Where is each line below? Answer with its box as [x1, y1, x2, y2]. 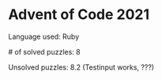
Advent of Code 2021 [8, 6, 150, 24]
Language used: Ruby [8, 32, 80, 41]
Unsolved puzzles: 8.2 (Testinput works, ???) [8, 62, 155, 72]
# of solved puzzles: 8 [8, 47, 81, 56]
